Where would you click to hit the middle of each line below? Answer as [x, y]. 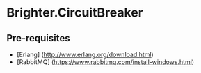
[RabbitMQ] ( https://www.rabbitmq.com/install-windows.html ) [105, 62]
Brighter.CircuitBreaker [75, 13]
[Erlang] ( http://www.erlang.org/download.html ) [85, 54]
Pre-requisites [38, 38]
